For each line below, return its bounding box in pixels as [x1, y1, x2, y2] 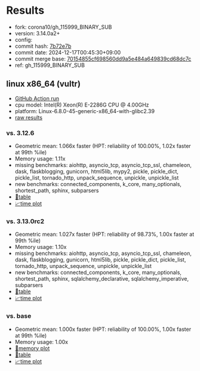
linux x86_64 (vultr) [6, 79, 81, 89]
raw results [14, 114, 43, 121]
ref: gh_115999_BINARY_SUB [14, 61, 85, 69]
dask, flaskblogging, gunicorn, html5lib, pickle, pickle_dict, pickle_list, [14, 256, 186, 263]
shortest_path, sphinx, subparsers [14, 187, 99, 194]
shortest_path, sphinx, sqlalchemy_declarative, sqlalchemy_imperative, [14, 275, 189, 282]
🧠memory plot [14, 345, 50, 352]
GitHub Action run [14, 95, 60, 102]
